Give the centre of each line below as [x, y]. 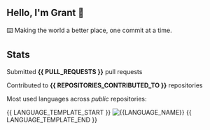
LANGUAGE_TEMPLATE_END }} [52, 120]
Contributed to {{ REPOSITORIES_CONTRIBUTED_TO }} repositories [105, 85]
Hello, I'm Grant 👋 [45, 13]
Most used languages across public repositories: [77, 99]
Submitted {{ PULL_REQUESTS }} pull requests [75, 71]
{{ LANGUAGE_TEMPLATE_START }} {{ [99, 112]
